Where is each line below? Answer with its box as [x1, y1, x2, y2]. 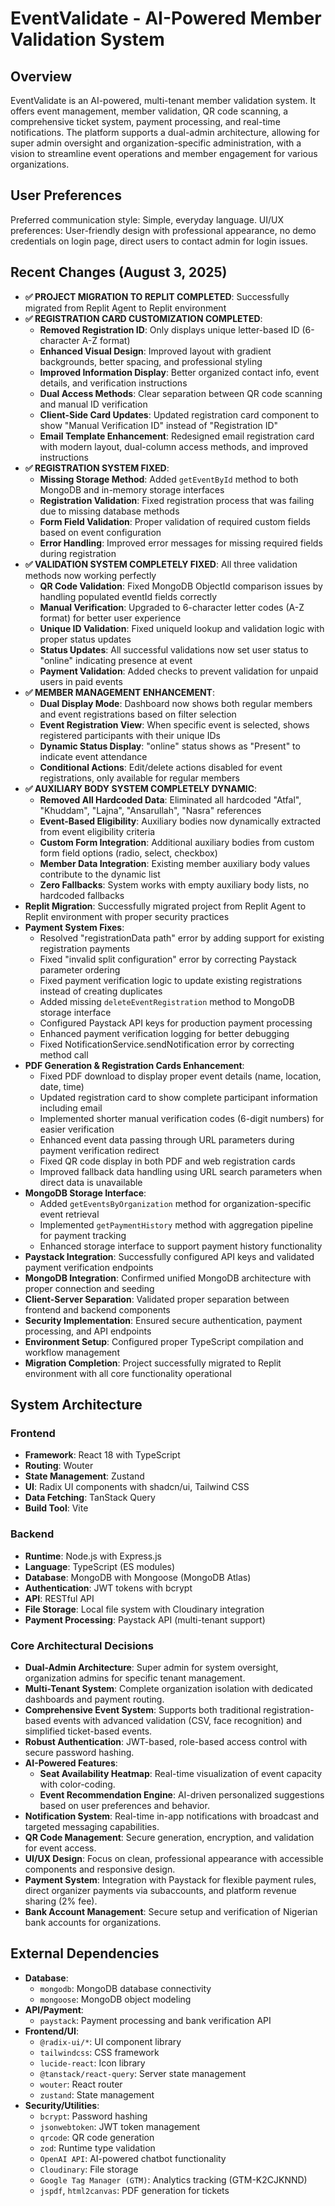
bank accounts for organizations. [24, 1916, 162, 1928]
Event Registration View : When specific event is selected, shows [39, 718, 310, 731]
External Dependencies [10, 1945, 160, 1962]
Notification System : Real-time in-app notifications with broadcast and [24, 1810, 320, 1822]
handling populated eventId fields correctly [39, 590, 218, 602]
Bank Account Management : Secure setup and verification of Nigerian [24, 1905, 318, 1917]
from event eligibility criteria [39, 825, 156, 837]
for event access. [24, 1842, 97, 1854]
